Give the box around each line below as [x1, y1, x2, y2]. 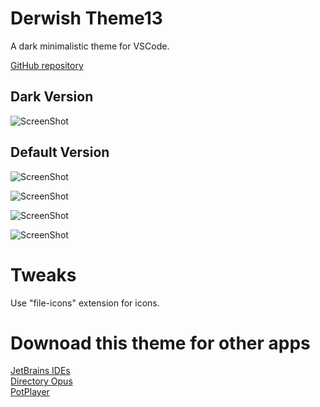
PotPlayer [10, 386, 50, 398]
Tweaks [10, 263, 77, 286]
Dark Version [10, 88, 94, 106]
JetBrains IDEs [10, 365, 71, 377]
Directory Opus [10, 375, 73, 387]
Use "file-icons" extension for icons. [10, 297, 160, 309]
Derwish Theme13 [10, 7, 163, 30]
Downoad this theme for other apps [10, 332, 311, 354]
